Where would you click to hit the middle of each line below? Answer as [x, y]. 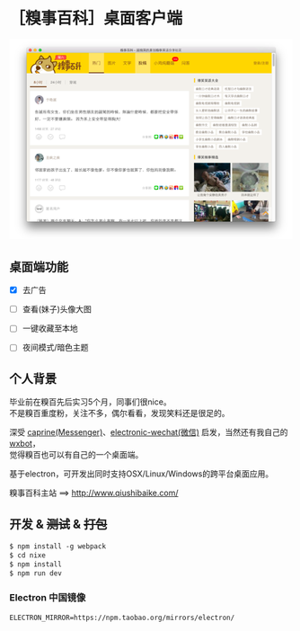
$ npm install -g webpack [57, 547]
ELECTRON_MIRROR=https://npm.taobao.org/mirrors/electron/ [122, 618]
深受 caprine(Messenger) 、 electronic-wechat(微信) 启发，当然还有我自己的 [149, 432]
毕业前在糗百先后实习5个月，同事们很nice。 [91, 402]
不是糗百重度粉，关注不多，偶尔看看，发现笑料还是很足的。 [119, 413]
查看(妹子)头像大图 [57, 309]
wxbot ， [25, 444]
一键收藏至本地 [50, 328]
